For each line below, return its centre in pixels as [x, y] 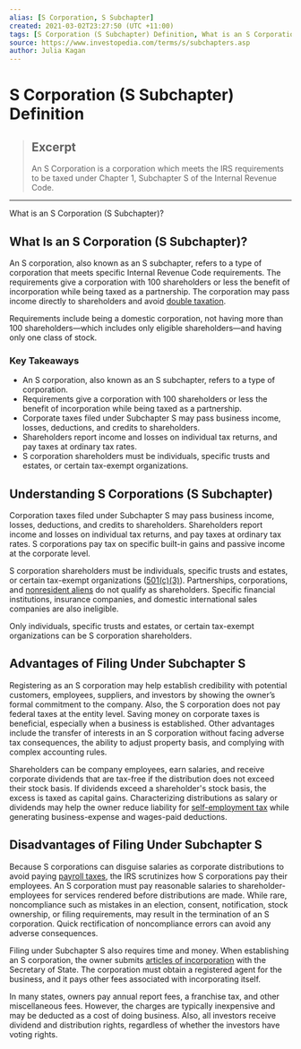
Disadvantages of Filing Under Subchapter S [136, 845]
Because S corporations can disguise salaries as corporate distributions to [147, 866]
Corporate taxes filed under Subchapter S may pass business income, [151, 418]
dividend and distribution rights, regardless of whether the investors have [145, 1025]
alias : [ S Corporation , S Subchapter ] [82, 17]
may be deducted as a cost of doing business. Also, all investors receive [142, 1015]
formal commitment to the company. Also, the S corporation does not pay [145, 704]
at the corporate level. [50, 554]
